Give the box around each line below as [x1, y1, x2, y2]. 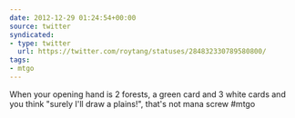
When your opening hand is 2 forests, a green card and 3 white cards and [9, 88, 287, 100]
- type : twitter [9, 38, 71, 48]
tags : [9, 55, 30, 64]
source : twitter [9, 22, 71, 31]
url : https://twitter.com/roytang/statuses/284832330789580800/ [17, 47, 267, 56]
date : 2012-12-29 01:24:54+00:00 [9, 13, 137, 23]
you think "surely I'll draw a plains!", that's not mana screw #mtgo [9, 98, 256, 109]
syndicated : [9, 30, 55, 39]
